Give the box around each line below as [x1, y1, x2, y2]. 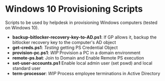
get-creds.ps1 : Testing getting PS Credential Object [12, 44, 118, 50]
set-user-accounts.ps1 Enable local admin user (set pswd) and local [12, 60, 153, 66]
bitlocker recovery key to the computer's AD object [12, 39, 116, 45]
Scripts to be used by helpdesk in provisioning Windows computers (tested [5, 20, 158, 25]
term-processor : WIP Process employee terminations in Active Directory [12, 70, 161, 76]
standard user [12, 65, 41, 71]
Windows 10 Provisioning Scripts [5, 3, 143, 15]
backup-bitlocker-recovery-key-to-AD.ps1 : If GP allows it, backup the [12, 34, 157, 40]
